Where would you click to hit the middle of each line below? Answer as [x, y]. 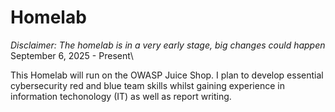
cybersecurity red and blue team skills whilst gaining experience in [147, 85]
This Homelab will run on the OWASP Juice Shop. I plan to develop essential [167, 75]
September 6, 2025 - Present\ [72, 55]
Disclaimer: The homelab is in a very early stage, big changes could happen [168, 45]
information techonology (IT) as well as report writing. [121, 96]
